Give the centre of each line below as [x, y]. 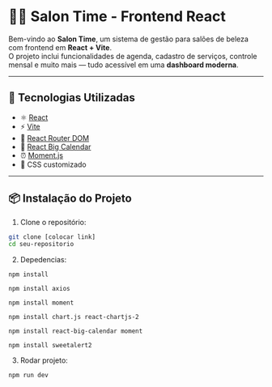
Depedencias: [43, 260]
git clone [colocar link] [52, 237]
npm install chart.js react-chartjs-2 [74, 317]
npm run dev [28, 376]
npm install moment [41, 303]
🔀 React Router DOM [55, 138]
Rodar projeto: [44, 360]
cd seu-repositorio [41, 245]
